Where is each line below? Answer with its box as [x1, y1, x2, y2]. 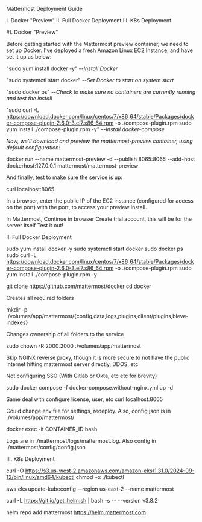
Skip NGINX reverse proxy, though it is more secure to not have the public [6, 354, 190, 361]
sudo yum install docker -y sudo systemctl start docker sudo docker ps [6, 245, 183, 252]
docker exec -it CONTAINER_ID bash [6, 426, 98, 432]
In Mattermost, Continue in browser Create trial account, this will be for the [6, 215, 192, 223]
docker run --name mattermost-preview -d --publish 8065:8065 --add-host [6, 155, 195, 163]
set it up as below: [6, 53, 52, 60]
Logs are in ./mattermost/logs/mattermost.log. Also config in [6, 437, 157, 444]
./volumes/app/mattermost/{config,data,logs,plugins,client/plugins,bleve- [6, 313, 189, 319]
